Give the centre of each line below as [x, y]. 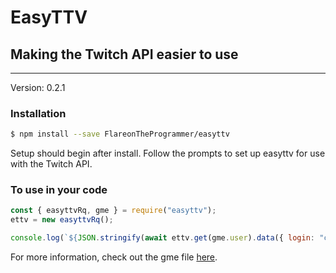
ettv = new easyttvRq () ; [62, 220]
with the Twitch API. [51, 164]
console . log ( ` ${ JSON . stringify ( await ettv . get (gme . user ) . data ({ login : [163, 238]
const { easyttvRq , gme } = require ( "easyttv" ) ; [113, 211]
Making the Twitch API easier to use [124, 54]
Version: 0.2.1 [38, 87]
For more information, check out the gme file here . [114, 257]
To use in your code [59, 190]
